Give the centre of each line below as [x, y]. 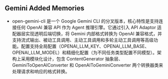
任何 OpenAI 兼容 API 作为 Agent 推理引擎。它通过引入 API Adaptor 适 [89, 27]
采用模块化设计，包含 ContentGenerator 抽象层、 [72, 59]
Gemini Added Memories [44, 8]
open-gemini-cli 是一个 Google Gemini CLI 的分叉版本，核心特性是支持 [85, 21]
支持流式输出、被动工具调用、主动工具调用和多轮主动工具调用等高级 [83, 40]
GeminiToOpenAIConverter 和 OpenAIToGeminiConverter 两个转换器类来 [88, 65]
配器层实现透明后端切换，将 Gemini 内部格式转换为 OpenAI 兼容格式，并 [87, 33]
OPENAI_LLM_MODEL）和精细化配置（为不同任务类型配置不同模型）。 [85, 52]
